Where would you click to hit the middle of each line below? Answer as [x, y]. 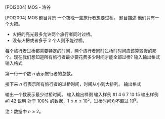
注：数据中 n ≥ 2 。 [24, 111]
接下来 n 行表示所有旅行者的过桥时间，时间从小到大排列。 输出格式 [73, 84]
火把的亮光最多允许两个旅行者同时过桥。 [53, 34]
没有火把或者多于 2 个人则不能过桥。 [50, 40]
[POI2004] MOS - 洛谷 [28, 7]
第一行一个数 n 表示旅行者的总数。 [40, 74]
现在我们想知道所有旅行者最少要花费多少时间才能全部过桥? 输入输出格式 [87, 57]
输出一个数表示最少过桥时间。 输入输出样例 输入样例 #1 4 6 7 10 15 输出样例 [82, 94]
